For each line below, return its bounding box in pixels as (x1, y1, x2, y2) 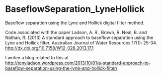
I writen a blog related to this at (5, 54, 69, 60)
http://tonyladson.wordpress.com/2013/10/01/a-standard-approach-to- (5, 60, 151, 66)
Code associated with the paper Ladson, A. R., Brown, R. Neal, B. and (5, 29, 147, 35)
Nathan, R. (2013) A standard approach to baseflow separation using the (5, 35, 154, 40)
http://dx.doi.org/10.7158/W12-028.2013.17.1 (5, 45, 94, 51)
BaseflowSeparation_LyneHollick (5, 3, 145, 15)
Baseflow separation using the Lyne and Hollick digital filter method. (5, 20, 145, 26)
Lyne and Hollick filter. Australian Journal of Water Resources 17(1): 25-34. (5, 39, 158, 45)
